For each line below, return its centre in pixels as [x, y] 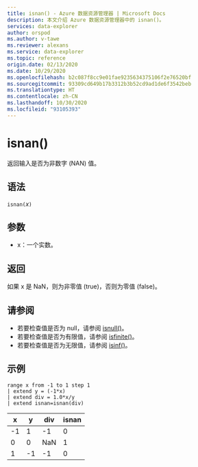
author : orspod [29, 33]
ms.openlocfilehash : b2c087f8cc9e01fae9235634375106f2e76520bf [99, 77]
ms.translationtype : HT [41, 90]
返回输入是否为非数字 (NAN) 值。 [54, 163]
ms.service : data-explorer [46, 52]
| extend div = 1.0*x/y [41, 397]
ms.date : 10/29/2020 [37, 71]
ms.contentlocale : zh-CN [42, 97]
